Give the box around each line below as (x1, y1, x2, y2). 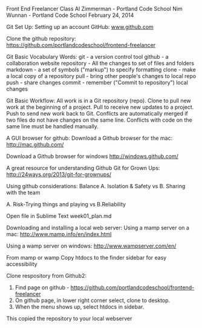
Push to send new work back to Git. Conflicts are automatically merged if (6, 110, 189, 117)
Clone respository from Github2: (6, 272, 86, 279)
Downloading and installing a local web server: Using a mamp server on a (6, 224, 189, 231)
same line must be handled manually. (6, 123, 99, 130)
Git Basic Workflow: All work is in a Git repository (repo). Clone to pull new (6, 97, 192, 104)
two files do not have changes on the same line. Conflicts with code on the (6, 116, 192, 123)
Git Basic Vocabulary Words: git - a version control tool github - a (6, 53, 169, 60)
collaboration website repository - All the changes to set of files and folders (6, 60, 195, 67)
